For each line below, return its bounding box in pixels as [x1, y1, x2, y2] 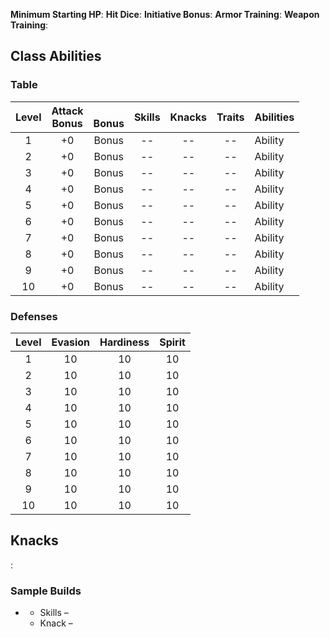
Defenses [10, 309, 58, 323]
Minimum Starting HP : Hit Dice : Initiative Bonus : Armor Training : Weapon [10, 9, 320, 20]
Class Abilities [10, 48, 102, 65]
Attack [51, 104, 84, 118]
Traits [216, 110, 245, 124]
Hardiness [99, 335, 150, 349]
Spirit [159, 335, 186, 349]
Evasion [51, 335, 90, 349]
